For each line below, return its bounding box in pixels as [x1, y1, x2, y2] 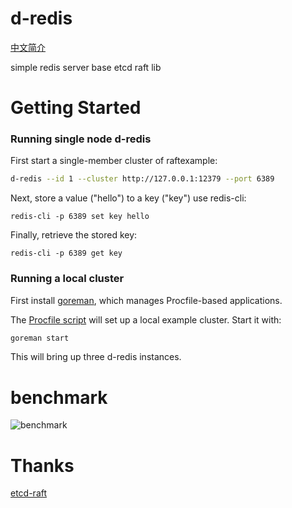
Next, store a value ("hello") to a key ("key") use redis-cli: [10, 192, 247, 204]
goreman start [10, 333, 70, 343]
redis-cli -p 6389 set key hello [10, 212, 150, 222]
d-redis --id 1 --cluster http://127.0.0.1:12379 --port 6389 [10, 174, 275, 184]
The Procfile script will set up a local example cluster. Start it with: [10, 313, 282, 326]
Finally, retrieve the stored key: [10, 229, 138, 241]
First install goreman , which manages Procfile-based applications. [10, 294, 283, 306]
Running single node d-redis [10, 132, 152, 146]
